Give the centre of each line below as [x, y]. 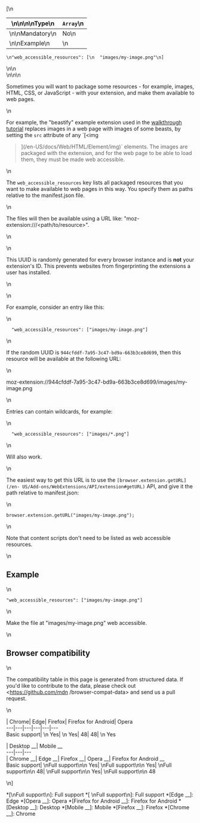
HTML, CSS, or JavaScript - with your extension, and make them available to [100, 93]
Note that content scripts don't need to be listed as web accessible [89, 538]
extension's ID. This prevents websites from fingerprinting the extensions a [99, 266]
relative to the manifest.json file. [46, 195]
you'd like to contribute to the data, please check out [71, 685]
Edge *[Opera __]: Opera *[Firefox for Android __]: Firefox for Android [92, 801]
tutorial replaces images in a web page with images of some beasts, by [93, 129]
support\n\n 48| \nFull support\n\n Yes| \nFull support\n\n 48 [81, 771]
